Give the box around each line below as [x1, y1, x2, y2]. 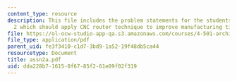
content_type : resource [7, 10, 78, 18]
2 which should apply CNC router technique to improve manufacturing [13, 23, 222, 30]
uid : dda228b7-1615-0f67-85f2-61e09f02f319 [7, 63, 138, 70]
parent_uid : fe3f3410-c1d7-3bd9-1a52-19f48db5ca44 [7, 43, 159, 50]
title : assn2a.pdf [7, 56, 61, 63]
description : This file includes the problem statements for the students [7, 17, 232, 24]
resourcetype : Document [7, 50, 78, 57]
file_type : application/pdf [7, 37, 90, 44]
